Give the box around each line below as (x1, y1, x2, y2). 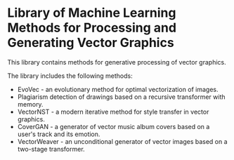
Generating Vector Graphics (7, 35, 174, 51)
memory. (17, 100, 44, 108)
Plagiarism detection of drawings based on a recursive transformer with (17, 93, 226, 101)
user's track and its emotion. (17, 130, 100, 138)
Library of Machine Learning (7, 5, 176, 21)
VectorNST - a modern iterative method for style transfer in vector (17, 107, 209, 116)
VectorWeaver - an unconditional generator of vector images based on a (17, 137, 228, 145)
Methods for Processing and (7, 20, 177, 36)
